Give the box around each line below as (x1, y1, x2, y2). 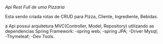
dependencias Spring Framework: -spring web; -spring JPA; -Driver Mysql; (5, 28, 158, 34)
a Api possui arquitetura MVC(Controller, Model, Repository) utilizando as (5, 23, 154, 29)
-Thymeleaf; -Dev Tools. (5, 34, 55, 39)
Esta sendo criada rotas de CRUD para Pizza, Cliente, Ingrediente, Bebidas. (5, 14, 158, 19)
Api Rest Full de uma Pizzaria (5, 4, 65, 10)
